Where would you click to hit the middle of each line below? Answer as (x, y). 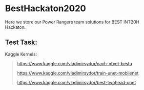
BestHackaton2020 (46, 9)
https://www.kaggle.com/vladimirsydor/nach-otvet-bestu (75, 63)
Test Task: (21, 43)
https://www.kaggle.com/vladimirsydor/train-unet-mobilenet (78, 73)
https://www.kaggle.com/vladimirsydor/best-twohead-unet (76, 82)
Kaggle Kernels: (21, 54)
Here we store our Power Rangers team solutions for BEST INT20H (72, 22)
